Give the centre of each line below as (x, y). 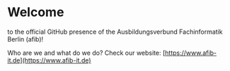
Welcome (36, 12)
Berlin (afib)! (25, 39)
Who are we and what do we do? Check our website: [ (86, 53)
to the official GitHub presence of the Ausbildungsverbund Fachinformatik (115, 32)
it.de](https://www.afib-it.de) (49, 60)
